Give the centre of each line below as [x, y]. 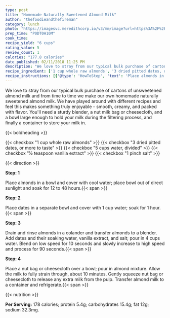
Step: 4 [13, 259]
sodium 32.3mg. [22, 309]
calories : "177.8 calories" [35, 57]
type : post [17, 10]
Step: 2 [13, 198]
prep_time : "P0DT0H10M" [30, 33]
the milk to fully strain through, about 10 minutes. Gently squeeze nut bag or [84, 274]
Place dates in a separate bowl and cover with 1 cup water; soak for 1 [77, 207]
